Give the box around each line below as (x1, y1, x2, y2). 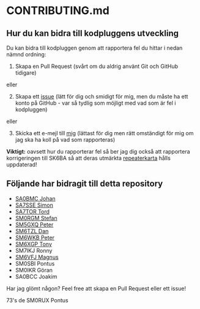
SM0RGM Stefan (15, 214, 57, 222)
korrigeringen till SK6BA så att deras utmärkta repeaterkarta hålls (6, 154, 171, 162)
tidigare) (15, 69, 37, 76)
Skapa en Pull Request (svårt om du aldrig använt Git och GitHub (15, 62, 179, 70)
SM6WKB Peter (15, 234, 55, 241)
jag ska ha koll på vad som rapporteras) (15, 136, 116, 143)
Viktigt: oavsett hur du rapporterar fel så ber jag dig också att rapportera (6, 148, 191, 155)
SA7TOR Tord (15, 207, 50, 215)
